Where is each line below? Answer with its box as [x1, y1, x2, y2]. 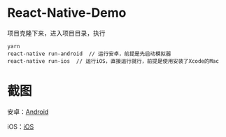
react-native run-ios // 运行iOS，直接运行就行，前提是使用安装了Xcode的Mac [7, 57, 219, 64]
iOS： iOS [7, 122, 34, 131]
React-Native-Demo [7, 5, 127, 21]
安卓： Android [7, 107, 49, 116]
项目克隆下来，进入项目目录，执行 [7, 29, 106, 37]
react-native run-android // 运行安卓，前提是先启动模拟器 [7, 50, 171, 57]
